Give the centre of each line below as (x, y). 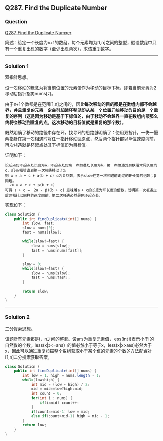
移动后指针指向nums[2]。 (30, 93)
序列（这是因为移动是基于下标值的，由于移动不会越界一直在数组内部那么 (86, 116)
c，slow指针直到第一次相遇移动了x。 (37, 170)
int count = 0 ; (46, 394)
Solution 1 (17, 66)
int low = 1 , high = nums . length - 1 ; (62, 375)
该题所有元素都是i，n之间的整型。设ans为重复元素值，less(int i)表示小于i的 (80, 339)
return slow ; (36, 291)
